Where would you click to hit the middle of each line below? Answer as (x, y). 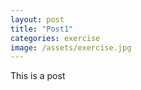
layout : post (37, 19)
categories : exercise (55, 38)
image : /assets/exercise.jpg (71, 47)
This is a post (38, 76)
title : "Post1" (42, 29)
